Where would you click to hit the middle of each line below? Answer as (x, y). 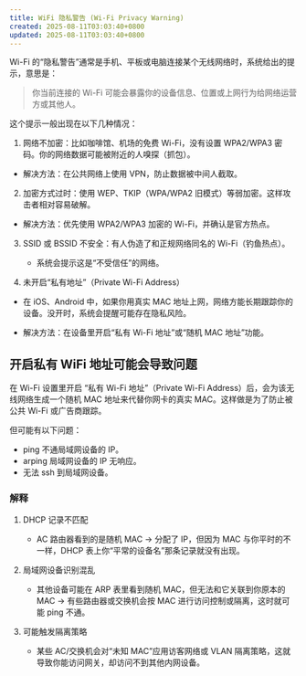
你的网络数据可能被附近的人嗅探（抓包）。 (117, 154)
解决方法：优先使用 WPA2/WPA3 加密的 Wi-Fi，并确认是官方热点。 (148, 224)
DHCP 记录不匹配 (55, 520)
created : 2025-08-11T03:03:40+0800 (77, 26)
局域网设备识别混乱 (59, 570)
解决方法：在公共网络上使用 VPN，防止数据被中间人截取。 (132, 174)
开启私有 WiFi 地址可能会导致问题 (104, 364)
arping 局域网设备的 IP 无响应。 (82, 461)
